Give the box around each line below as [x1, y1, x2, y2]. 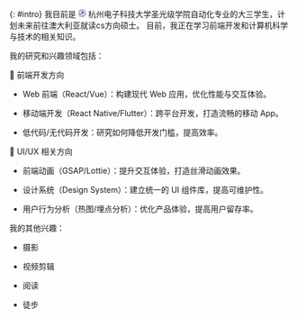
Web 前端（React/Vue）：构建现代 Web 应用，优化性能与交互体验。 [22, 89, 272, 99]
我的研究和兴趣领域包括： [9, 50, 104, 61]
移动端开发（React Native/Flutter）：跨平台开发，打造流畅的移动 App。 [22, 108, 283, 118]
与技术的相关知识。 [9, 32, 81, 41]
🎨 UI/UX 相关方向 [9, 146, 74, 157]
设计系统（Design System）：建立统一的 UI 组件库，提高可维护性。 [22, 185, 268, 195]
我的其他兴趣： [9, 223, 65, 233]
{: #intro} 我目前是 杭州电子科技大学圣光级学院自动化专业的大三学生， [9, 9, 278, 19]
